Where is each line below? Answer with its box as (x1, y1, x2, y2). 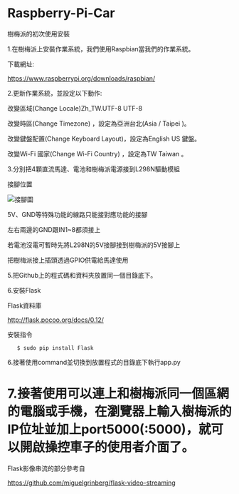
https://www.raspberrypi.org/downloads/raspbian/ (7, 74, 156, 83)
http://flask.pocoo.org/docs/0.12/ (7, 316, 105, 324)
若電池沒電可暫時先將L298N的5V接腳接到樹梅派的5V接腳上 (7, 241, 181, 249)
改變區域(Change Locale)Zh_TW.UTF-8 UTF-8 (7, 104, 143, 112)
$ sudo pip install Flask (16, 344, 94, 351)
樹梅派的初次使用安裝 (7, 29, 70, 38)
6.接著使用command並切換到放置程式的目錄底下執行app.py (7, 358, 181, 366)
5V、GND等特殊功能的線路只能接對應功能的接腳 (7, 210, 148, 218)
